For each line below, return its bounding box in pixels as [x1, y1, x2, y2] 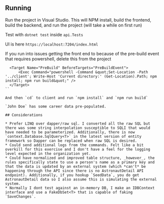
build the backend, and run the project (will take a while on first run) [5, 22, 142, 28]
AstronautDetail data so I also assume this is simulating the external [5, 177, 157, 182]
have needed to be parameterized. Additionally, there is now [5, 129, 135, 134]
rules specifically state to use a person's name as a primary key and [5, 159, 155, 165]
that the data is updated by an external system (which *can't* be [5, 164, 146, 169]
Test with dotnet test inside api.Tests [5, 31, 83, 37]
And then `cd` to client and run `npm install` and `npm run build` [5, 95, 148, 100]
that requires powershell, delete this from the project [5, 56, 111, 62]
